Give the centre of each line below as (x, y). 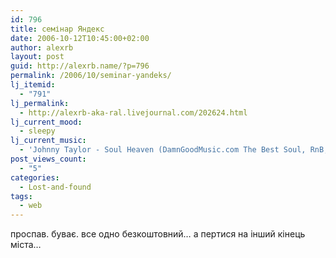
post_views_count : (48, 159)
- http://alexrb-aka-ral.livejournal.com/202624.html (133, 112)
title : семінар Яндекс (57, 29)
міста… (26, 245)
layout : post (37, 57)
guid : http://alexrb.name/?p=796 (80, 66)
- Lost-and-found (55, 187)
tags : (21, 196)
